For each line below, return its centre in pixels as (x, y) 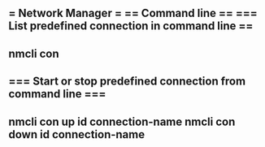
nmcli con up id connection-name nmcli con (122, 121)
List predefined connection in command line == (131, 26)
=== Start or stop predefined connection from (127, 82)
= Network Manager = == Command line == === (133, 13)
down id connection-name (76, 134)
